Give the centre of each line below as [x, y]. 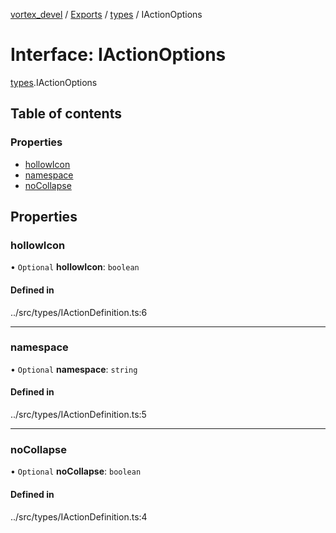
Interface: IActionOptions [118, 55]
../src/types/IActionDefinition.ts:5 [78, 415]
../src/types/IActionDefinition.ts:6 [79, 312]
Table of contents [66, 114]
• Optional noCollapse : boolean [76, 471]
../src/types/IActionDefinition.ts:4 [79, 516]
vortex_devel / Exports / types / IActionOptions [106, 14]
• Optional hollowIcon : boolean [75, 267]
